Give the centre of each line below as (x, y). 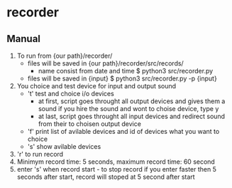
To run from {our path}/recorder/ (65, 56)
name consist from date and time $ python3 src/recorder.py (126, 71)
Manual (23, 39)
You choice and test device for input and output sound (96, 86)
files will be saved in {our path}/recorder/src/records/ (105, 63)
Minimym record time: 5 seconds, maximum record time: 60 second (116, 162)
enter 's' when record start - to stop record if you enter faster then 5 (117, 169)
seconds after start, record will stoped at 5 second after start (106, 177)
